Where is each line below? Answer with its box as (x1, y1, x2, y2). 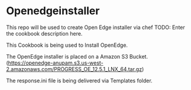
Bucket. (129, 53, 148, 60)
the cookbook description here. (6, 30, 83, 37)
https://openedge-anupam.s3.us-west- (8, 59, 103, 66)
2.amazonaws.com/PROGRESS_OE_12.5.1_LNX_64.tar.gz (6, 65, 143, 72)
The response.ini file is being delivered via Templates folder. (6, 77, 153, 84)
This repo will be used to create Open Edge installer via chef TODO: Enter (6, 24, 185, 31)
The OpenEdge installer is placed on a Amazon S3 (6, 53, 128, 60)
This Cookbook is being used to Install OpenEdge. (6, 41, 128, 49)
